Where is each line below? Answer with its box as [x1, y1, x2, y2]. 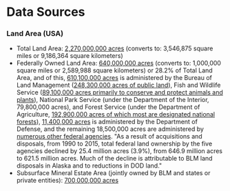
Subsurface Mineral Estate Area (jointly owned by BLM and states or [16, 169, 211, 177]
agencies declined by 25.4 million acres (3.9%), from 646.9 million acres [16, 147, 223, 155]
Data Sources [6, 4, 85, 20]
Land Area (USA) [6, 29, 63, 39]
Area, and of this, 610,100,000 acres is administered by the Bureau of [16, 74, 213, 82]
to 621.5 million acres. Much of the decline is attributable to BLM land [16, 154, 213, 163]
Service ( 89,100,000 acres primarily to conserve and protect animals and [16, 88, 223, 97]
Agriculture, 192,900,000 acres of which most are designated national [16, 110, 215, 119]
